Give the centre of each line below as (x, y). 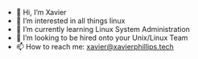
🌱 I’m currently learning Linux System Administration (103, 29)
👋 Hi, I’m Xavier (41, 12)
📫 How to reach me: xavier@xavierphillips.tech (95, 47)
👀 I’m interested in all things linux (70, 21)
